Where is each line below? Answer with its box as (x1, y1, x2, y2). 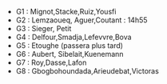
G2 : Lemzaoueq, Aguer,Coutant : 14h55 (15, 15, 148, 25)
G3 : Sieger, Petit (15, 24, 72, 33)
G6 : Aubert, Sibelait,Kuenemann (15, 50, 124, 58)
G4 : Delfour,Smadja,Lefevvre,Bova (15, 32, 132, 42)
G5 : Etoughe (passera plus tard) (15, 41, 124, 50)
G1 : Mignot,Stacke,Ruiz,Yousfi (15, 7, 117, 16)
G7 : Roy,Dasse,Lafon (15, 58, 87, 67)
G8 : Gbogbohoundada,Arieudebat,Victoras (15, 66, 160, 75)
